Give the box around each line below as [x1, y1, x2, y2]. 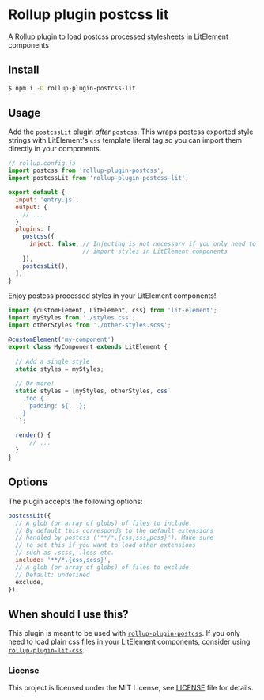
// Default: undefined [15, 571, 90, 579]
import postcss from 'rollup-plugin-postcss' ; [8, 166, 164, 175]
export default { [8, 189, 66, 197]
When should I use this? [8, 607, 129, 621]
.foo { [22, 395, 44, 403]
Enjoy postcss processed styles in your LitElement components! [8, 291, 217, 300]
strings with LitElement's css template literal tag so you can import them [8, 136, 243, 145]
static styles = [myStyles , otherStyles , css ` [15, 387, 172, 396]
